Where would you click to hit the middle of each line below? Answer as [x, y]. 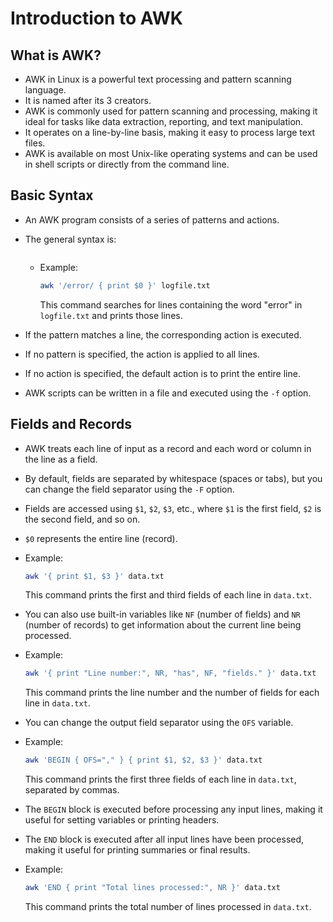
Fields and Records [71, 424]
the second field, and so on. [82, 519]
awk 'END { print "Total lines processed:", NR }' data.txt [152, 888]
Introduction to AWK [96, 18]
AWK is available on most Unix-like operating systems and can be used [171, 153]
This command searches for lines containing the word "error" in [171, 304]
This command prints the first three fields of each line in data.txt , [160, 779]
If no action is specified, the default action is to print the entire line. [162, 373]
